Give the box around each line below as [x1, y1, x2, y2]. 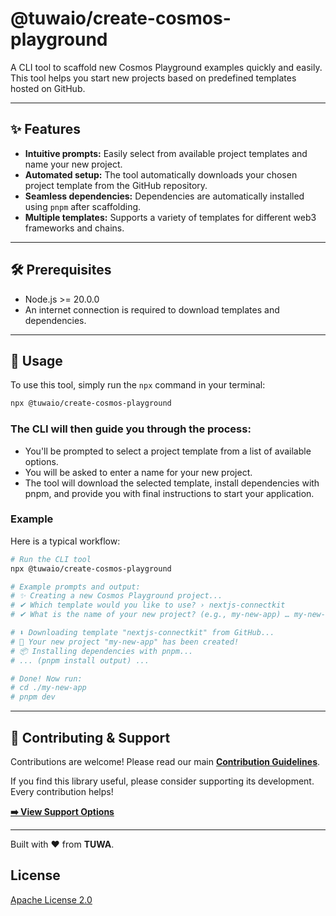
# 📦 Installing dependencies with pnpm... [10, 646, 194, 656]
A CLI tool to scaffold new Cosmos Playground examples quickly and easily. [10, 61, 323, 73]
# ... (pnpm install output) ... [10, 655, 150, 666]
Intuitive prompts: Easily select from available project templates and [24, 147, 308, 159]
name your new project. [24, 158, 123, 170]
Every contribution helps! [10, 786, 114, 798]
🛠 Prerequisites [10, 262, 112, 279]
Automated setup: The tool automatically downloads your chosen [24, 168, 298, 181]
